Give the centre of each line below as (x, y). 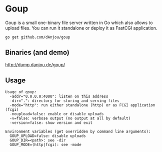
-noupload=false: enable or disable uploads (57, 114)
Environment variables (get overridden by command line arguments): (78, 131)
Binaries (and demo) (37, 52)
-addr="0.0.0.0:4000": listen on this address (59, 96)
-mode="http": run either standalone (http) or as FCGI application (82, 105)
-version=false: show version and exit (51, 123)
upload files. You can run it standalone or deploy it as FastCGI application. (81, 28)
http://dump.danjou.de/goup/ (35, 64)
